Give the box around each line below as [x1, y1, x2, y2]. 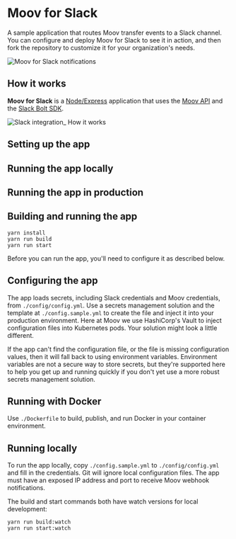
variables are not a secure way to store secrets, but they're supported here [7, 360, 226, 368]
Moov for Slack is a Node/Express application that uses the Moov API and [7, 96, 223, 105]
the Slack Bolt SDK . [7, 104, 64, 113]
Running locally [7, 442, 78, 454]
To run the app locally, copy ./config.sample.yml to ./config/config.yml [7, 461, 220, 470]
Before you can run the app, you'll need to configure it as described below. [7, 254, 225, 263]
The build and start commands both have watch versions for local [7, 497, 199, 506]
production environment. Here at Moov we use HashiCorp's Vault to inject [7, 316, 223, 324]
